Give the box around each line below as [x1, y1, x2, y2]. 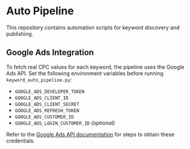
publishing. [6, 30, 34, 37]
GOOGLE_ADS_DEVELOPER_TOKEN [14, 88, 85, 95]
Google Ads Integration [6, 48, 94, 58]
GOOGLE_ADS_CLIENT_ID [14, 95, 68, 101]
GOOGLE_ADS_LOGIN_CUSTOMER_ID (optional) [14, 119, 115, 126]
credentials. [6, 137, 35, 144]
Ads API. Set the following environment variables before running [6, 70, 164, 77]
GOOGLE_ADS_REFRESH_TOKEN [14, 107, 79, 114]
